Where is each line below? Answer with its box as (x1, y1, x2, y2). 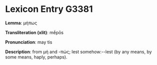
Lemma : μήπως (5, 20, 37, 26)
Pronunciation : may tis (5, 39, 52, 45)
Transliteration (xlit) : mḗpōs (5, 29, 64, 35)
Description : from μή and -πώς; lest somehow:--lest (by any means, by (5, 49, 152, 55)
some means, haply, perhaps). (5, 54, 68, 60)
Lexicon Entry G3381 (5, 3, 93, 15)
